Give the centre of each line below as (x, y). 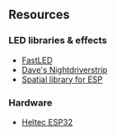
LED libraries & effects (58, 41)
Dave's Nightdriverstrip (64, 69)
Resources (39, 15)
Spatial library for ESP (62, 79)
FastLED (37, 60)
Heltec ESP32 (47, 122)
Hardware (31, 103)
